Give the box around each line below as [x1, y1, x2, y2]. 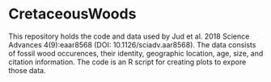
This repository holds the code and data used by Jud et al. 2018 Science [8, 31, 250, 41]
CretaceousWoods [8, 5, 137, 23]
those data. [8, 65, 46, 75]
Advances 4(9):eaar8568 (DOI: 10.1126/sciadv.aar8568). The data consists [8, 39, 256, 49]
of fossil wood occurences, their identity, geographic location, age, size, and [8, 48, 264, 58]
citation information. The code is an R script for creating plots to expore [8, 57, 247, 67]
